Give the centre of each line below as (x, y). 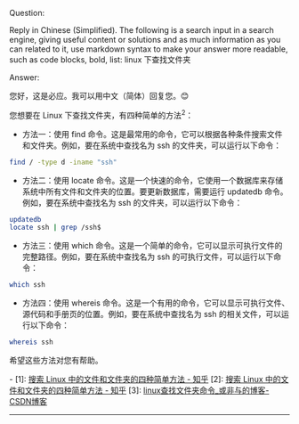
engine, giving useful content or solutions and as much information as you (145, 40)
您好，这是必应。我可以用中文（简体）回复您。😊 (99, 96)
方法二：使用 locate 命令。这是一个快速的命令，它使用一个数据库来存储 (153, 180)
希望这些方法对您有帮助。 (56, 361)
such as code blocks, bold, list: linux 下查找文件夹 (100, 60)
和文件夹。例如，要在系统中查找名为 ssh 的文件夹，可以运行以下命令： (152, 145)
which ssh (28, 285)
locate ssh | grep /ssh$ (55, 228)
